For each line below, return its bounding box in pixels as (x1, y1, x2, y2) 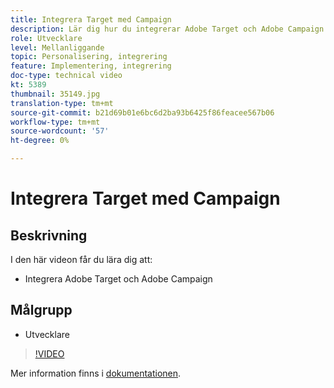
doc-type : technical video (10, 71, 123, 81)
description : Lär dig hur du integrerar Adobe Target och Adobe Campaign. (10, 24, 329, 34)
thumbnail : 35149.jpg (10, 89, 101, 99)
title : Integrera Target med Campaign (10, 14, 172, 25)
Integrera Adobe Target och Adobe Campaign (24, 273, 213, 285)
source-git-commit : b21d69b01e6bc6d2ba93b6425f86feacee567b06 (10, 107, 275, 118)
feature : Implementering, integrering (10, 61, 172, 71)
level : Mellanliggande (10, 42, 105, 53)
